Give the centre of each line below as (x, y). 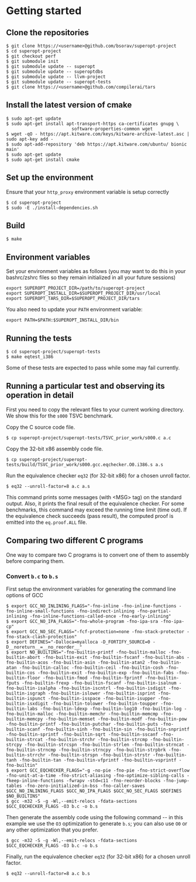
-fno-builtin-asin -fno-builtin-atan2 (98, 662)
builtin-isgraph (26, 693)
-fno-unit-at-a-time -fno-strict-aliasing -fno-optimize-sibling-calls (95, 775)
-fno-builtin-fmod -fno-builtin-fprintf (93, 678)
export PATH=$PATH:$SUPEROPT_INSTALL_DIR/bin (62, 320)
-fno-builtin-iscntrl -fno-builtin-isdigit (112, 688)
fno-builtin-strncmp (31, 750)
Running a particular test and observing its (85, 386)
